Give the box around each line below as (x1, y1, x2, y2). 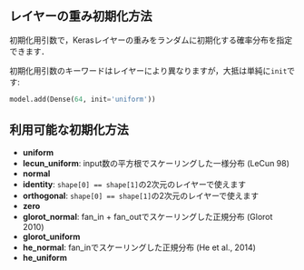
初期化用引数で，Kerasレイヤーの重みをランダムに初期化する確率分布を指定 (9, 35, 293, 45)
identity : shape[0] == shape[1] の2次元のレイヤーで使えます (22, 178, 247, 189)
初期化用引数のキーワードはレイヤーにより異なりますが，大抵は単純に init (9, 65, 288, 75)
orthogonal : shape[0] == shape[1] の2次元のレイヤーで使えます (22, 190, 260, 201)
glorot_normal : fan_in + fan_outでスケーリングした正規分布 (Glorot (22, 211, 273, 222)
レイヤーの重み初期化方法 (9, 8, 152, 25)
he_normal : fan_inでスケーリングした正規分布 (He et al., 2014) (22, 242, 257, 253)
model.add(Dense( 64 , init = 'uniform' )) (9, 95, 156, 104)
